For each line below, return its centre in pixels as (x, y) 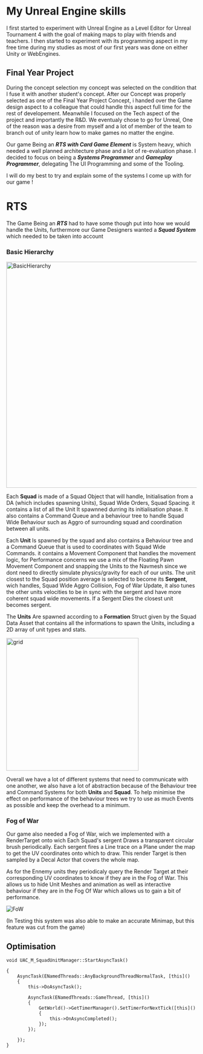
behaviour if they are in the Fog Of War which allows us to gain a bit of (94, 891)
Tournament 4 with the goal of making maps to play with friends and (91, 34)
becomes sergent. (29, 604)
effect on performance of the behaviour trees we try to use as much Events (100, 799)
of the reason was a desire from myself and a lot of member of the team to (99, 126)
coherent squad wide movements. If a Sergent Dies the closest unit (90, 598)
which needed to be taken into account (55, 236)
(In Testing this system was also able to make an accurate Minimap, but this (100, 921)
